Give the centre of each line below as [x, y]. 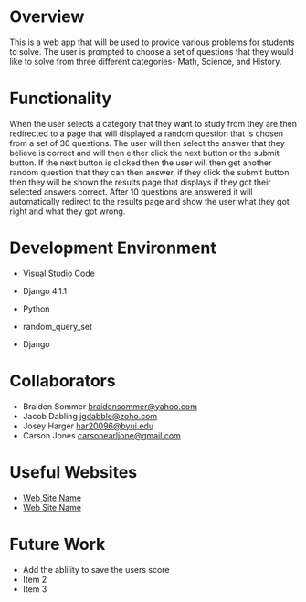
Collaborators [63, 381]
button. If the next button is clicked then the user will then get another [141, 163]
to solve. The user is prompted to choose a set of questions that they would [152, 51]
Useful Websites [74, 472]
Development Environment [113, 248]
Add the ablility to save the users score [96, 569]
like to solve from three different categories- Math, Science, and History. [146, 61]
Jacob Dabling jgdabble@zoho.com [90, 416]
